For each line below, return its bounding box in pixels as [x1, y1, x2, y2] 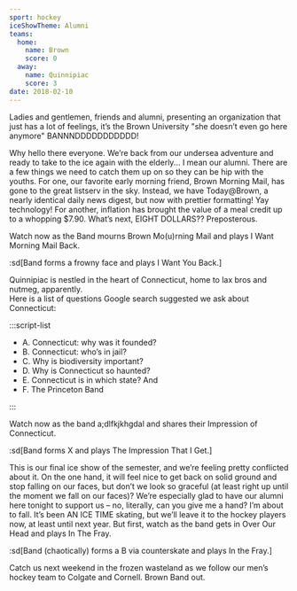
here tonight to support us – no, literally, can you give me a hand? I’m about [9, 500, 284, 510]
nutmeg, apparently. [9, 284, 82, 294]
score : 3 [25, 79, 58, 88]
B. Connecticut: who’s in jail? [21, 346, 127, 357]
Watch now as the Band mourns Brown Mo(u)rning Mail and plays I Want [9, 230, 275, 241]
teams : [9, 29, 34, 38]
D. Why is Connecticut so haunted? [21, 365, 151, 376]
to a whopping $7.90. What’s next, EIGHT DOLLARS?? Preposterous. [9, 214, 259, 224]
